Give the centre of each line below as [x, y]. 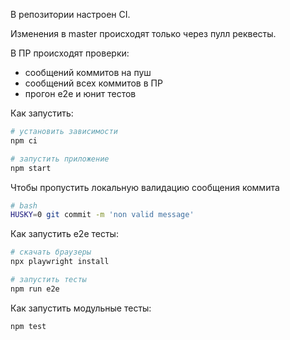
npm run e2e [35, 289]
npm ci [24, 140]
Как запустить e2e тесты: [64, 234]
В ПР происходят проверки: [70, 53]
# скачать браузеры [51, 252]
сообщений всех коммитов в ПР [93, 83]
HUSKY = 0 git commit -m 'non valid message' [102, 215]
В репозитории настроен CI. [70, 14]
